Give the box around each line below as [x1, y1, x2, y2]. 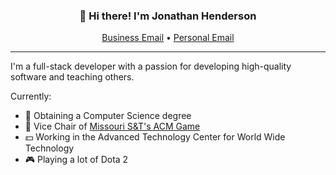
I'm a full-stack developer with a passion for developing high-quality [10, 60, 292, 73]
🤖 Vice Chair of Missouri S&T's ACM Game [24, 120, 201, 133]
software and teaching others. [10, 71, 135, 83]
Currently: [10, 90, 52, 103]
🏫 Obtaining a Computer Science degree [24, 110, 192, 122]
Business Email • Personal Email [101, 32, 235, 44]
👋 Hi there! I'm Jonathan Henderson [79, 9, 257, 23]
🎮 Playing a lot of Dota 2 [24, 154, 129, 166]
